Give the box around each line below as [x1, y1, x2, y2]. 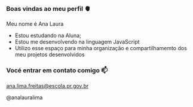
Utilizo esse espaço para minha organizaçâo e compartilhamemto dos [14, 45, 187, 52]
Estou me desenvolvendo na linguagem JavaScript [14, 38, 140, 45]
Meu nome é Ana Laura [6, 20, 64, 27]
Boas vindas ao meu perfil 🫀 [6, 4, 91, 13]
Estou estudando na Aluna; [14, 32, 82, 39]
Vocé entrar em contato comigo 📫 [6, 66, 108, 75]
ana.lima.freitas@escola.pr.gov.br [6, 82, 89, 89]
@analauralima [6, 94, 43, 101]
